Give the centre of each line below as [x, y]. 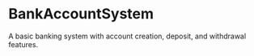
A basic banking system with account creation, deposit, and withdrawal [127, 36]
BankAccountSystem [81, 14]
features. [23, 44]
